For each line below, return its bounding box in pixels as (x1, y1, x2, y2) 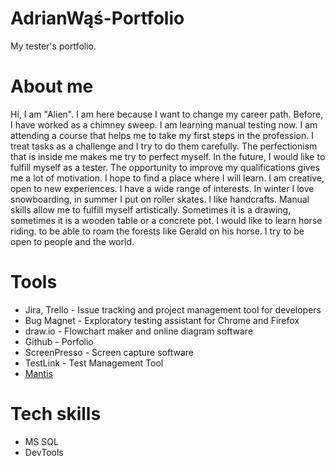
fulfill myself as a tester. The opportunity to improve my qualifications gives (10, 161, 320, 173)
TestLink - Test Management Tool (24, 357, 164, 369)
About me (10, 75, 94, 98)
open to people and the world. (10, 235, 135, 247)
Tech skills (10, 403, 102, 425)
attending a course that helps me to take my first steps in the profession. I (10, 129, 314, 141)
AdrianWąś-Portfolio (10, 7, 185, 30)
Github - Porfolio (24, 335, 94, 347)
